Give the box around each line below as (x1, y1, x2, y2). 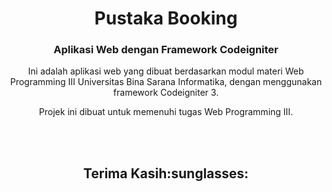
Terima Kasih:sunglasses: (82, 165, 250, 182)
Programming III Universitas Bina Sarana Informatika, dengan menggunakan (9, 76, 323, 88)
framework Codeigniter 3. (112, 87, 220, 99)
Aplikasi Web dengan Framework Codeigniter (53, 43, 279, 57)
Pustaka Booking (94, 7, 238, 30)
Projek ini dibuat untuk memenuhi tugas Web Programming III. (38, 106, 294, 118)
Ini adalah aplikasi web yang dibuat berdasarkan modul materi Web (27, 65, 305, 77)
